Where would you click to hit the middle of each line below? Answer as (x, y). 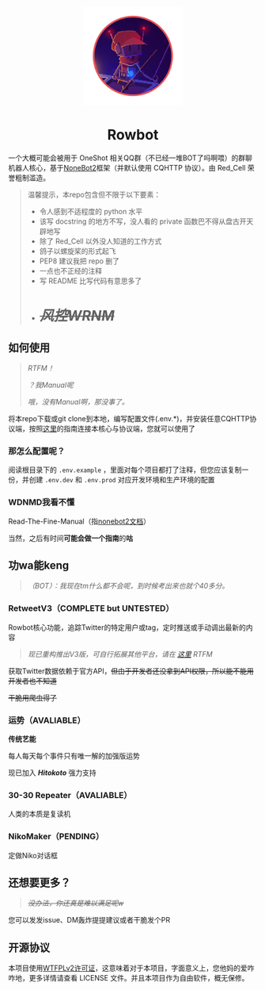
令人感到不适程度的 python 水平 (91, 211)
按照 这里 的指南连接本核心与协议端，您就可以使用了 (112, 428)
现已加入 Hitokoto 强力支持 (52, 773)
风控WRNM (77, 316)
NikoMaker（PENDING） (56, 837)
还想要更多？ (40, 883)
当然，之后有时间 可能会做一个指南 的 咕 (70, 538)
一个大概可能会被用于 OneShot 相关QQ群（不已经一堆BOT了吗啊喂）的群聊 (131, 158)
